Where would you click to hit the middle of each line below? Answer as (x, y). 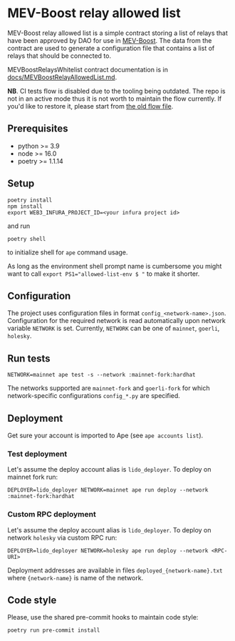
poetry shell (27, 239)
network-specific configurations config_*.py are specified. (94, 396)
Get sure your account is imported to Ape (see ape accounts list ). (105, 435)
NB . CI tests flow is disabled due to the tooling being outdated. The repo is (116, 91)
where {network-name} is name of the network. (75, 577)
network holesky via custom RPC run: (62, 537)
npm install (25, 206)
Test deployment (37, 454)
